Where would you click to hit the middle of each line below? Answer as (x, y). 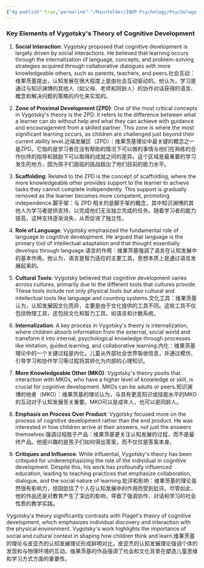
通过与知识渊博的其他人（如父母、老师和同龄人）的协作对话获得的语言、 (105, 88)
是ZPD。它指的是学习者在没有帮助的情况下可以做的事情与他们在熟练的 (103, 149)
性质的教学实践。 (36, 503)
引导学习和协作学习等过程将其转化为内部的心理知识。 (82, 360)
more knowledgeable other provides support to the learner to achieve (102, 183)
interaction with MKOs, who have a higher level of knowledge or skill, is (104, 379)
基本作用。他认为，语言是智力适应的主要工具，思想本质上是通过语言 (106, 258)
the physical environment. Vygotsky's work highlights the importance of (96, 528)
